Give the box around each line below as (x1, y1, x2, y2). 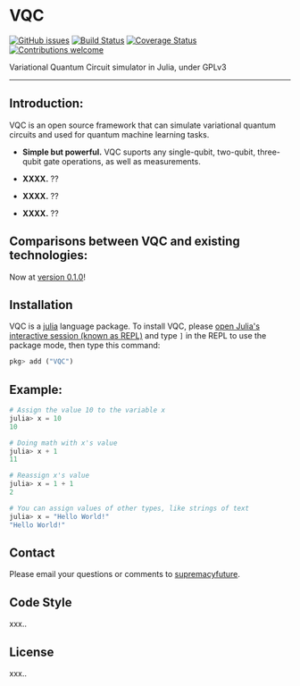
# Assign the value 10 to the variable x (9, 406, 166, 415)
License (9, 644, 54, 659)
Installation (9, 297, 73, 313)
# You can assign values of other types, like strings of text (9, 504, 250, 513)
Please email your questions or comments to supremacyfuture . (9, 569, 241, 580)
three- (257, 146, 281, 157)
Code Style (9, 595, 72, 610)
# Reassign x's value (9, 471, 90, 481)
